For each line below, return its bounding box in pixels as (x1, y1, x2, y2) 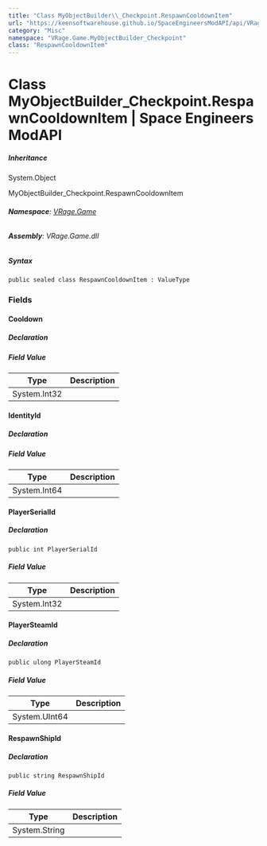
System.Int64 (12, 485, 63, 496)
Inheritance (8, 153, 48, 162)
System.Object (8, 173, 56, 183)
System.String (12, 825, 65, 836)
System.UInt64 (12, 711, 69, 723)
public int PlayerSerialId (8, 545, 98, 553)
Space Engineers (138, 109, 254, 127)
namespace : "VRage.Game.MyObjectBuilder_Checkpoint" (8, 33, 187, 42)
